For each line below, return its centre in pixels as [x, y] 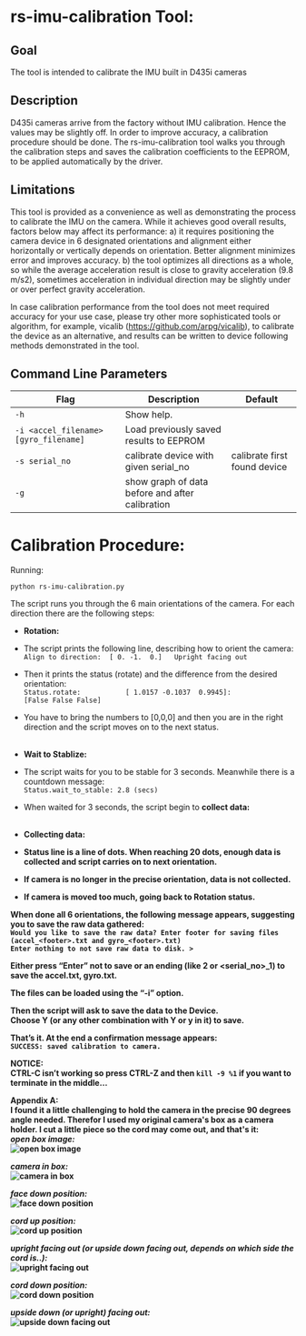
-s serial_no [43, 462]
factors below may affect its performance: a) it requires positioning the [143, 231]
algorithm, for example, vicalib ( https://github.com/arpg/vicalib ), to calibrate [152, 326]
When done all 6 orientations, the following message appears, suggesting [153, 915]
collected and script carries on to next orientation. [120, 862]
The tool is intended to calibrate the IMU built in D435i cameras [129, 72]
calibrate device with [169, 456]
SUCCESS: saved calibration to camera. [86, 1047]
